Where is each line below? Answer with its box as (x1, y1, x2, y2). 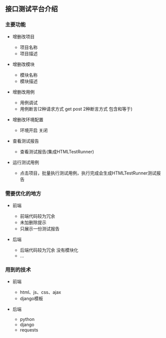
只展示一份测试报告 (19, 225, 60, 231)
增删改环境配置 (12, 116, 43, 122)
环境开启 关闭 (19, 127, 48, 133)
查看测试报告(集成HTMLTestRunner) (19, 148, 94, 154)
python (19, 316, 35, 322)
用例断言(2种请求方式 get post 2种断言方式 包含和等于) (19, 106, 132, 112)
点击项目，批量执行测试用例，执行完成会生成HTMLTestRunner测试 (19, 170, 156, 176)
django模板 (19, 296, 43, 302)
